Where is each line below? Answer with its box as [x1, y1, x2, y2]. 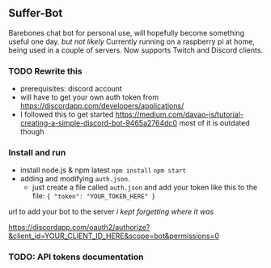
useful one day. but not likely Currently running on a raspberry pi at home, [8, 36, 255, 46]
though [19, 127, 44, 137]
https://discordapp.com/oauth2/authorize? [8, 223, 150, 232]
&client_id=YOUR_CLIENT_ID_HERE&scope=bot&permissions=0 [8, 231, 220, 241]
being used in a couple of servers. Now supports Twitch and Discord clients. [8, 45, 264, 55]
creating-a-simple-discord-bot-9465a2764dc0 [19, 118, 178, 128]
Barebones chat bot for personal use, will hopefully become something [8, 28, 245, 37]
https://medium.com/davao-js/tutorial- [115, 109, 244, 120]
